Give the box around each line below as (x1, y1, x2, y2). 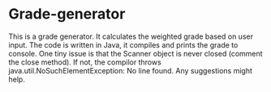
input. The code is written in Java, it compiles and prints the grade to (8, 40, 239, 49)
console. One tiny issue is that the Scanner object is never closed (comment (8, 48, 263, 58)
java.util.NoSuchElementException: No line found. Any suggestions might (8, 65, 253, 75)
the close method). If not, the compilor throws (8, 57, 162, 67)
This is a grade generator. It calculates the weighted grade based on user (8, 31, 254, 41)
